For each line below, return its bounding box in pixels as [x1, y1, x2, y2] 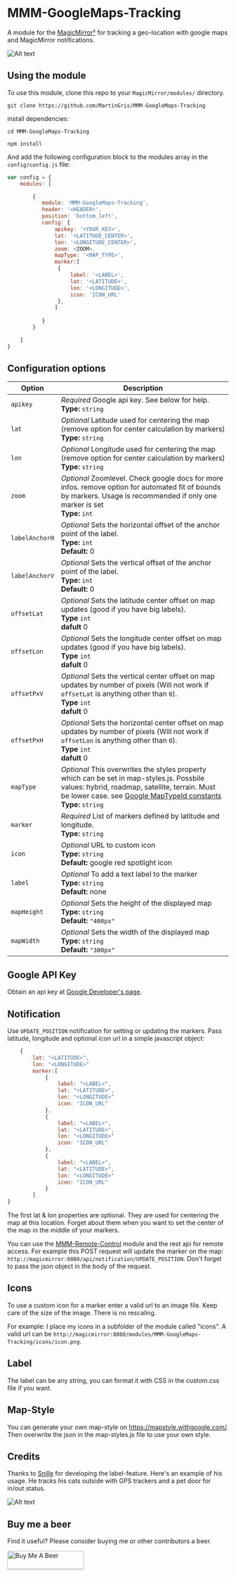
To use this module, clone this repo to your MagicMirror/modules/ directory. [7, 88, 225, 96]
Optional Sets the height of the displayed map [60, 899, 212, 908]
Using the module [7, 70, 86, 82]
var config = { [7, 174, 52, 181]
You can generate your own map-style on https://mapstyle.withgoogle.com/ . [7, 1423, 229, 1431]
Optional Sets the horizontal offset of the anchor [60, 520, 220, 530]
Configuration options [7, 362, 107, 374]
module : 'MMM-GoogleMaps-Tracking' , [41, 199, 150, 207]
